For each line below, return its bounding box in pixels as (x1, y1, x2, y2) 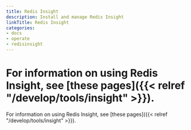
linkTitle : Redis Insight (6, 19, 69, 25)
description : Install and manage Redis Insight (6, 14, 124, 20)
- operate (6, 36, 30, 42)
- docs (6, 30, 22, 36)
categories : (6, 25, 35, 31)
